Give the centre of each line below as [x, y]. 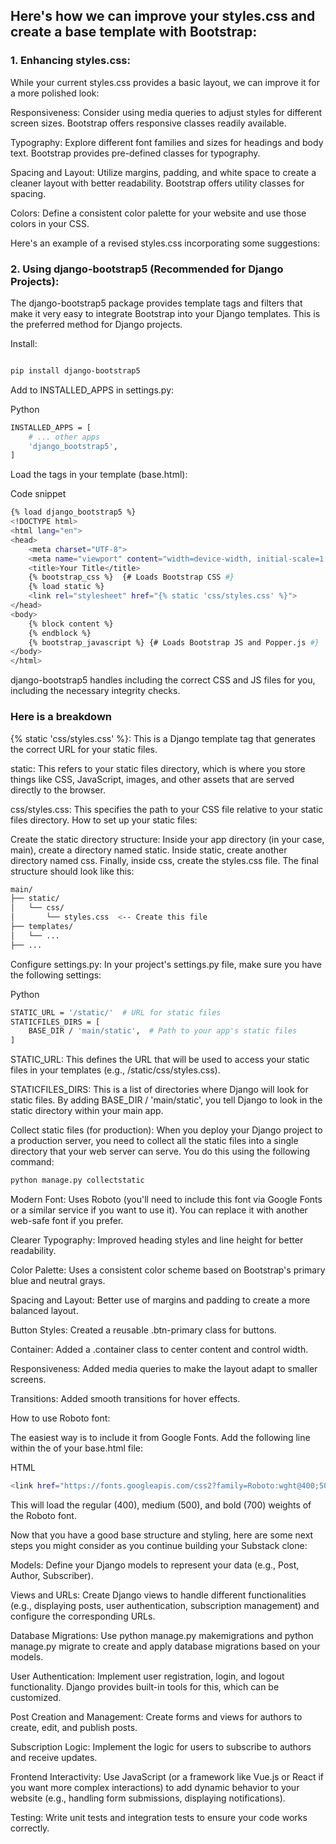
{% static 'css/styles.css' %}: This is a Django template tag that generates [163, 738]
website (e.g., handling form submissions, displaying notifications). [148, 1798]
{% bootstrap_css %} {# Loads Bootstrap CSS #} [131, 577]
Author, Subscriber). [52, 1575]
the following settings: [56, 975]
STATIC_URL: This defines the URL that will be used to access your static [160, 1060]
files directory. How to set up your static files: [104, 820]
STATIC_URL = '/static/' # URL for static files [116, 1012]
